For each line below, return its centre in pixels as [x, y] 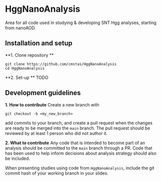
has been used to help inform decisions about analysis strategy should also [81, 153]
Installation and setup [39, 43]
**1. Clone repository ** [30, 55]
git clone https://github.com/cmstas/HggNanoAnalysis [61, 64]
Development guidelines [43, 93]
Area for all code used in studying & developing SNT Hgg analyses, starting [81, 23]
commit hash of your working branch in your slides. [57, 173]
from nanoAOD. [20, 27]
